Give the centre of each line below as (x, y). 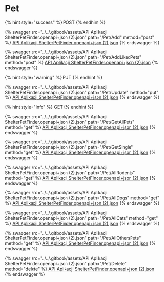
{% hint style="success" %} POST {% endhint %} (55, 22)
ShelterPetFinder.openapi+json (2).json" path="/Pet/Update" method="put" (82, 92)
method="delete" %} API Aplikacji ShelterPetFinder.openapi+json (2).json (80, 269)
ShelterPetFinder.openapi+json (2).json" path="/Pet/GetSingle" (69, 147)
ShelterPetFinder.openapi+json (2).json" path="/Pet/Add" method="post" (80, 37)
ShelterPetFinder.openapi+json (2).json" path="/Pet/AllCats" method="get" (82, 218)
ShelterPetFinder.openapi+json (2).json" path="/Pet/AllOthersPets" (73, 238)
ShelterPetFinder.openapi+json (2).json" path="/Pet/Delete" (66, 263)
